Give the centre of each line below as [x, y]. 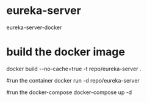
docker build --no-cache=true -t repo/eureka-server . [74, 69]
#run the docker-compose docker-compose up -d [69, 92]
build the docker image [66, 52]
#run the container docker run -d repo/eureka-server [73, 80]
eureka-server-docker [34, 27]
